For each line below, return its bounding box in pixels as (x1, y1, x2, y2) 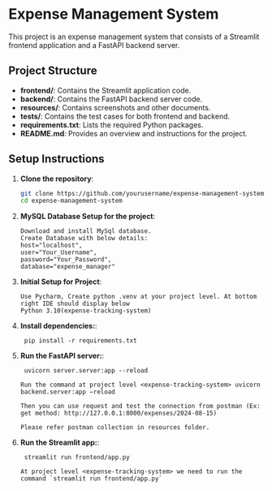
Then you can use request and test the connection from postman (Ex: (19, 403, 261, 411)
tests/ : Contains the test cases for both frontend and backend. (19, 111, 231, 121)
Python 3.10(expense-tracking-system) (19, 307, 152, 315)
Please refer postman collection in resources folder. (19, 424, 210, 432)
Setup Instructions (8, 152, 105, 166)
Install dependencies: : (19, 321, 97, 331)
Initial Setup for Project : (19, 277, 102, 286)
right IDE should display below (19, 299, 130, 308)
